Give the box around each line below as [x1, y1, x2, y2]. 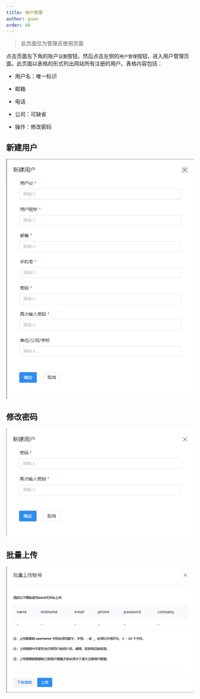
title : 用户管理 [6, 10, 43, 15]
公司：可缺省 [14, 111, 46, 118]
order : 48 [6, 22, 31, 28]
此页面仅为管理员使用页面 [20, 40, 84, 47]
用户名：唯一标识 [14, 73, 57, 80]
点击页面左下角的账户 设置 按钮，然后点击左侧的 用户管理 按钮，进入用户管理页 [6, 52, 189, 60]
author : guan [6, 15, 39, 22]
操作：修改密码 [14, 123, 52, 130]
